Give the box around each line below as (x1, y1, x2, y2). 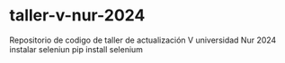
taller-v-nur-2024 (9, 5, 146, 26)
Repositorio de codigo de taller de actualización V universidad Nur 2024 (9, 35, 277, 45)
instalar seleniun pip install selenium (9, 43, 144, 54)
